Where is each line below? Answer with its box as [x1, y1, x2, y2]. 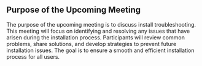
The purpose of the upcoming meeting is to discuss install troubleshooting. [6, 21, 196, 28]
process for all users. [6, 53, 60, 60]
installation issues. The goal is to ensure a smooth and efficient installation [6, 47, 195, 54]
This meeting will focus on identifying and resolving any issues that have [6, 27, 190, 35]
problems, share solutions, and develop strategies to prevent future [6, 40, 177, 47]
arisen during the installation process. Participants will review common [6, 33, 185, 41]
